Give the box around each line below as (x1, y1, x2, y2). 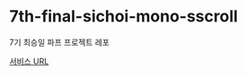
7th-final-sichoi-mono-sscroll (9, 6, 238, 27)
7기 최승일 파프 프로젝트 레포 (9, 37, 110, 47)
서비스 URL (9, 55, 49, 66)
